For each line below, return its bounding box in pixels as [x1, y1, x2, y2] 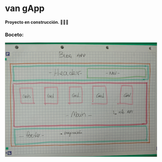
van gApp [5, 3, 45, 14]
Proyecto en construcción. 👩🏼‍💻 [5, 19, 69, 25]
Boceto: [5, 31, 24, 38]
